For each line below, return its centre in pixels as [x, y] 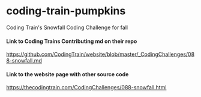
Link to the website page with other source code [67, 74]
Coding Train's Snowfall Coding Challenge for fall [67, 27]
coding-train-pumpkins [66, 11]
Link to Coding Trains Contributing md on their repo [72, 41]
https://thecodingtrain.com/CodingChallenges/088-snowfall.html [86, 87]
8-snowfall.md [24, 61]
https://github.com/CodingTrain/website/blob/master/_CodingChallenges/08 [100, 54]
